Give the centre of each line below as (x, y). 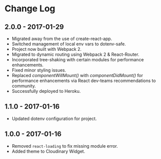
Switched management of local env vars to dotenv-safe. (69, 44)
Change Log (30, 9)
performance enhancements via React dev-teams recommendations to (84, 80)
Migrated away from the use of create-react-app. (62, 39)
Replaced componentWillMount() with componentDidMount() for (77, 75)
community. (24, 86)
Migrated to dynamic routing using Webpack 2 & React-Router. (75, 54)
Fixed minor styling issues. (39, 70)
